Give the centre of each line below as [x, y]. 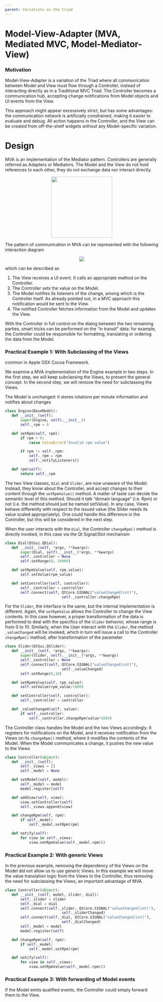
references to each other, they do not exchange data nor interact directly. [79, 170]
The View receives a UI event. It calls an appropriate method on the [80, 278]
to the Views [18, 748]
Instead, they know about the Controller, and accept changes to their [74, 488]
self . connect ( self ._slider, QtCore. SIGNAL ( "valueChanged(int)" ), [88, 908]
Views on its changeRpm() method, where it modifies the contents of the [76, 738]
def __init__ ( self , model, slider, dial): [55, 895]
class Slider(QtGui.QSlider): [36, 647]
